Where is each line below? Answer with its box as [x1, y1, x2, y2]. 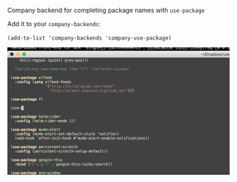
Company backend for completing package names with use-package [7, 6, 205, 14]
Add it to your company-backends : [7, 20, 101, 28]
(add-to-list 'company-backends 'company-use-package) [7, 35, 172, 42]
